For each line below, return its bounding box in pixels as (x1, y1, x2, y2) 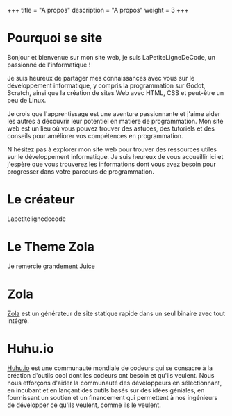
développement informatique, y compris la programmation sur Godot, (7, 81, 206, 90)
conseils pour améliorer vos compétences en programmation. (7, 131, 183, 140)
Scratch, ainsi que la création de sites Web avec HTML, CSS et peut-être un (7, 88, 224, 97)
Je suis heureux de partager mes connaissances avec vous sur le (7, 74, 195, 82)
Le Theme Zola (7, 239, 95, 255)
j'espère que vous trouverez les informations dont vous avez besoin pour (7, 160, 217, 168)
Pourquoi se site (7, 31, 103, 46)
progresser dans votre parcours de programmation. (7, 167, 155, 176)
